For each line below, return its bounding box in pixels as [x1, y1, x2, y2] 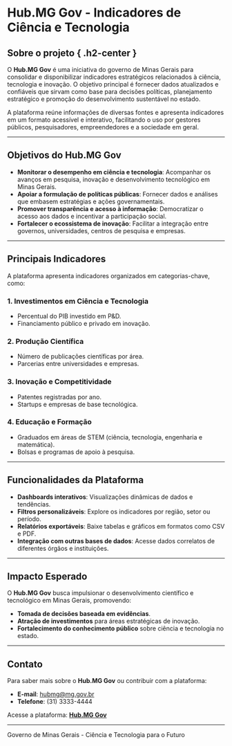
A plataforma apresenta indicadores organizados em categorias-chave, [7, 271, 211, 280]
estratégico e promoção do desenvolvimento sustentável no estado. [7, 95, 201, 103]
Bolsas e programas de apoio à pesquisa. [17, 448, 135, 456]
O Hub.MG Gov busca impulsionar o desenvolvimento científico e [7, 589, 194, 597]
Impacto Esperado [7, 571, 88, 583]
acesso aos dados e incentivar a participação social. [17, 212, 167, 220]
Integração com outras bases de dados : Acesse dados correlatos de [17, 536, 215, 545]
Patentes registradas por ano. [17, 392, 102, 401]
